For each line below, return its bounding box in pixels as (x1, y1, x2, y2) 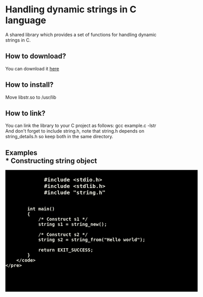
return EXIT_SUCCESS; (38, 247, 93, 253)
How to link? (5, 109, 46, 118)
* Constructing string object (5, 156, 97, 165)
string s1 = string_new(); (38, 221, 107, 227)
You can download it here (5, 65, 59, 71)
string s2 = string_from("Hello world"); (38, 237, 146, 243)
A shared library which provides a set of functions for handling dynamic (5, 31, 157, 38)
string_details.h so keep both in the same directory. (5, 134, 114, 140)
